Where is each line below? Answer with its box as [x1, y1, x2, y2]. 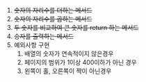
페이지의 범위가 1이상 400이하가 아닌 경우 [24, 58, 137, 66]
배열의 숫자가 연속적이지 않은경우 [24, 49, 114, 58]
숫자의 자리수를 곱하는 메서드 [13, 15, 92, 23]
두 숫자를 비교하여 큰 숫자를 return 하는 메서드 [13, 24, 139, 31]
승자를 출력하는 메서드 [13, 32, 74, 40]
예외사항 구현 [13, 41, 50, 49]
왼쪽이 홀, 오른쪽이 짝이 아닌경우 [24, 67, 112, 75]
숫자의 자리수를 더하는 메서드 [13, 6, 92, 14]
